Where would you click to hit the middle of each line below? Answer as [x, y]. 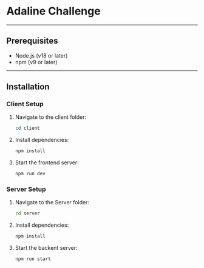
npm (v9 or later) [36, 62]
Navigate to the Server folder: [52, 203]
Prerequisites [32, 41]
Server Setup [26, 189]
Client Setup [25, 104]
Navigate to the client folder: [51, 117]
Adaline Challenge [54, 11]
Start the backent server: [46, 248]
